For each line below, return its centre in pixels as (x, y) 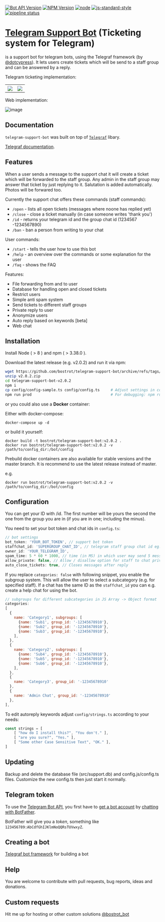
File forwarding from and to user (45, 284)
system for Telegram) (50, 43)
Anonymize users (30, 315)
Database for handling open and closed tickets (59, 289)
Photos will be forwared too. (34, 189)
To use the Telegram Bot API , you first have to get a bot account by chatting (82, 807)
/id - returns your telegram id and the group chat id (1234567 (75, 219)
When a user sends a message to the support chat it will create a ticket (77, 174)
